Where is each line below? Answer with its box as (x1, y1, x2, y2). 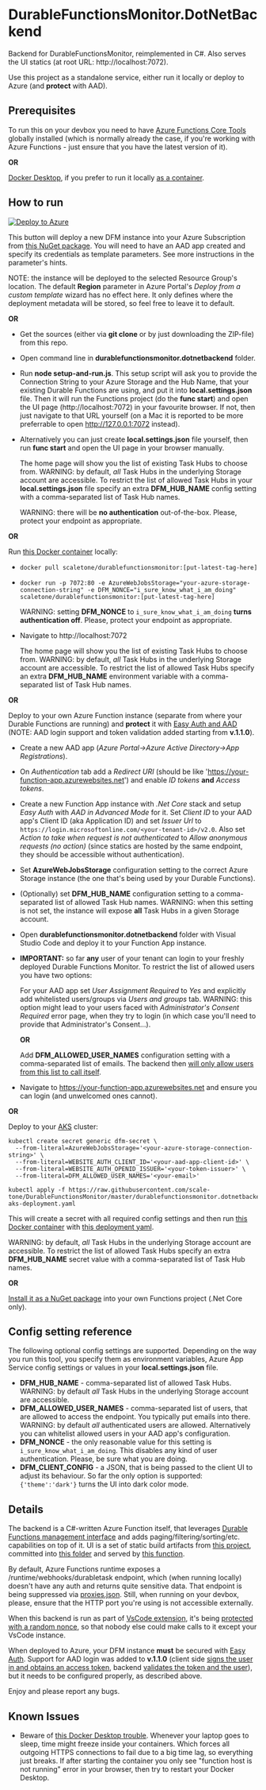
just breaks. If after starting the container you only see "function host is (19, 1756, 253, 1765)
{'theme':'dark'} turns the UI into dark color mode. (19, 1479, 189, 1489)
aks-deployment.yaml (8, 1200, 77, 1208)
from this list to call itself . (19, 1067, 101, 1077)
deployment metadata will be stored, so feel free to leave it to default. (8, 298, 235, 307)
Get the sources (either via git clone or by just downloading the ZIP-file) (19, 329, 255, 338)
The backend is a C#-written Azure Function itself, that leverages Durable (8, 1524, 248, 1533)
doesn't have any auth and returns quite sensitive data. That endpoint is (8, 1581, 243, 1591)
